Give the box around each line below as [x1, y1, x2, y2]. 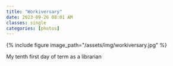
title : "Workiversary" [6, 8, 62, 15]
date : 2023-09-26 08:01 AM [6, 14, 73, 20]
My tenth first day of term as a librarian [6, 53, 102, 60]
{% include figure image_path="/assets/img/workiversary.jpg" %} [6, 42, 168, 49]
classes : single [6, 20, 46, 26]
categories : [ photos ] [6, 25, 60, 32]
